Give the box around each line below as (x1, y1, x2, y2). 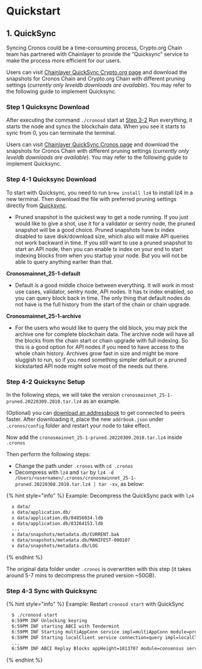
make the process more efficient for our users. (6, 57, 121, 64)
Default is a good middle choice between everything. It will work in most (14, 281, 194, 288)
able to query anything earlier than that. (14, 258, 113, 266)
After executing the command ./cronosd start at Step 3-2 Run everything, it (6, 116, 192, 124)
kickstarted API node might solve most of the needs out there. (14, 363, 169, 370)
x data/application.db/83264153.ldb (11, 520, 103, 526)
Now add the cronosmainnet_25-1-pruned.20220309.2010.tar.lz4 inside (6, 434, 182, 441)
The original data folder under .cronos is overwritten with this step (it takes (6, 565, 191, 573)
